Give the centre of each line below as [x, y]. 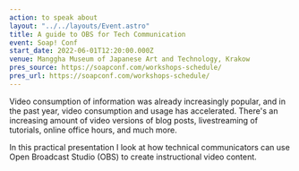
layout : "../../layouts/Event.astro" [80, 26]
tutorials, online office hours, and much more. [93, 130]
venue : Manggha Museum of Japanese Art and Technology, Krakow [130, 59]
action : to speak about [54, 17]
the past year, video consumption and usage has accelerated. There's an [144, 111]
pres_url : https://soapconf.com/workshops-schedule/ [110, 76]
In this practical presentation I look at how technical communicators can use [150, 147]
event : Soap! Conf [43, 43]
